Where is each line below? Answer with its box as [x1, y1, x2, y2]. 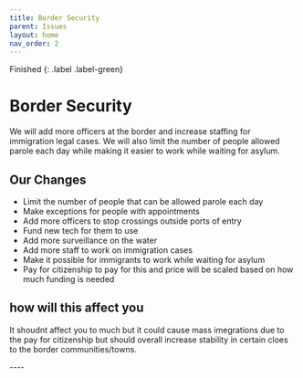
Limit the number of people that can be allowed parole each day [22, 196, 264, 206]
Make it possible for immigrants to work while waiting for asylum [22, 255, 266, 265]
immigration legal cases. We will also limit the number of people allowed [9, 136, 280, 147]
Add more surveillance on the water [22, 235, 158, 246]
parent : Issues [9, 22, 68, 31]
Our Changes [9, 172, 87, 187]
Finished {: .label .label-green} [9, 64, 123, 75]
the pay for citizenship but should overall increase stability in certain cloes [9, 334, 289, 345]
